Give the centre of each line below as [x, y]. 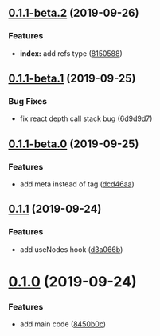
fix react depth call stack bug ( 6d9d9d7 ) [86, 118]
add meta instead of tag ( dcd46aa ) [77, 184]
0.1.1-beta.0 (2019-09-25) [74, 144]
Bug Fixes [28, 101]
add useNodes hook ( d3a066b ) [71, 249]
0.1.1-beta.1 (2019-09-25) [72, 79]
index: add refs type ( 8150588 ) [71, 53]
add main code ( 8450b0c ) [62, 324]
